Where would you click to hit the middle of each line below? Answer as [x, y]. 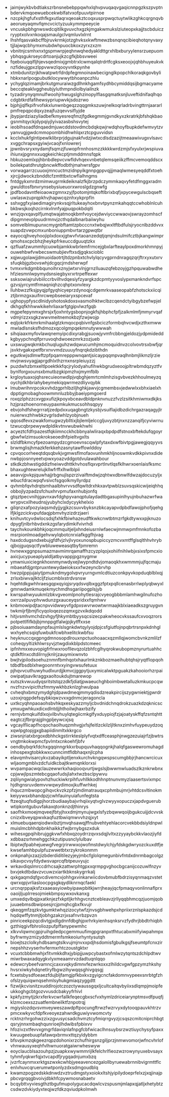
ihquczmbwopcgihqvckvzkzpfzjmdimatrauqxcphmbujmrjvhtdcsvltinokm [86, 790]
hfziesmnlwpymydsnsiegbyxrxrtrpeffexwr [54, 274]
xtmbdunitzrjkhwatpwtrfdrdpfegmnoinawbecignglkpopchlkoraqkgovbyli [86, 73]
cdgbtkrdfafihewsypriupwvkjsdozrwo [50, 100]
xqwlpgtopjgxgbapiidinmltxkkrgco [46, 730]
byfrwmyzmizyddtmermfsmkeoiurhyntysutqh [58, 937]
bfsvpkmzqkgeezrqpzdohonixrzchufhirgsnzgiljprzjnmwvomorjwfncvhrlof [87, 1040]
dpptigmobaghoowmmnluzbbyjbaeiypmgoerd [58, 393]
